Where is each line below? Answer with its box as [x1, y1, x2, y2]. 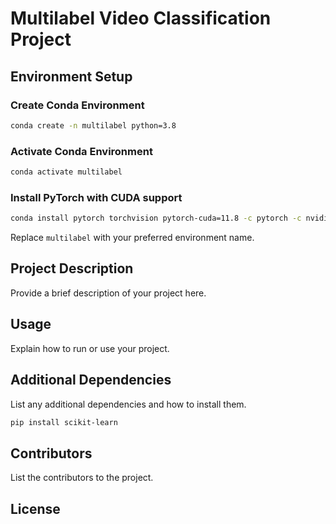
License [10, 500, 61, 517]
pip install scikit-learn [10, 417, 118, 427]
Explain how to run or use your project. [10, 342, 170, 354]
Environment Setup [10, 68, 133, 85]
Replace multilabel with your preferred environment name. [10, 232, 255, 244]
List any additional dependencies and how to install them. [10, 398, 247, 410]
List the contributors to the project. [10, 472, 154, 484]
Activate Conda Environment [10, 144, 153, 158]
